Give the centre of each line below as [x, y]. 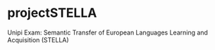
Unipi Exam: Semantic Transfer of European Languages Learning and [107, 32]
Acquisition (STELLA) [38, 39]
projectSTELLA [52, 13]
